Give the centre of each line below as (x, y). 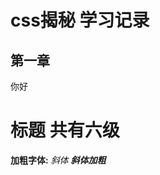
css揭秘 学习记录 (80, 20)
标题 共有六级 (65, 130)
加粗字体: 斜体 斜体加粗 (58, 160)
